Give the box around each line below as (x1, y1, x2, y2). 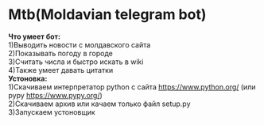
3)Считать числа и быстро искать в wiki (8, 57, 144, 66)
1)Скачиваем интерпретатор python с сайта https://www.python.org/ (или (8, 81, 256, 92)
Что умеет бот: (8, 32, 61, 41)
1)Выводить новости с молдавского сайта (8, 40, 151, 49)
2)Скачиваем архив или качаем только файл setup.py (8, 99, 191, 108)
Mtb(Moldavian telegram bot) (8, 6, 207, 24)
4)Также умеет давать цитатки (8, 65, 114, 74)
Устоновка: (8, 74, 48, 83)
